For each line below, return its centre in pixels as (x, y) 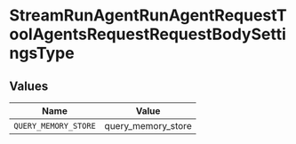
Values (29, 86)
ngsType (42, 53)
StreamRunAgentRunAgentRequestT (148, 16)
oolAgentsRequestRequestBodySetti (148, 34)
